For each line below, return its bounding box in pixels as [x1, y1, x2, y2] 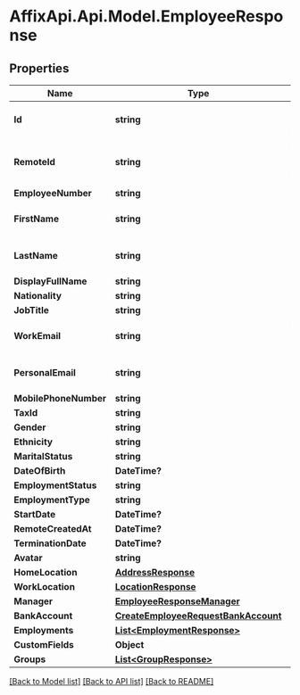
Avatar [13, 551, 43, 564]
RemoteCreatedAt [13, 523, 92, 534]
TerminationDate [13, 537, 87, 550]
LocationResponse [114, 581, 196, 592]
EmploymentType [13, 493, 91, 506]
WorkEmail [13, 330, 61, 342]
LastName [13, 250, 58, 261]
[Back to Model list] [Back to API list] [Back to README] [9, 676, 214, 686]
